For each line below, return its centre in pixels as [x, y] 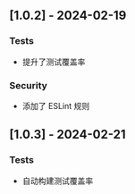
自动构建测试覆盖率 [58, 181]
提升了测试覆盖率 [54, 62]
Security [28, 85]
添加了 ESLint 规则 [56, 105]
